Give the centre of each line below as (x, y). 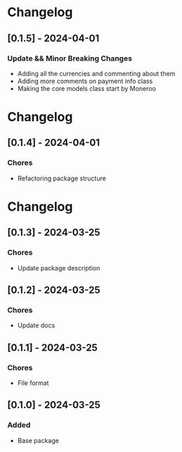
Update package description (59, 268)
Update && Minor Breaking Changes (70, 58)
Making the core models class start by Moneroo (87, 88)
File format (33, 383)
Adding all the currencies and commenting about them (96, 73)
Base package (38, 440)
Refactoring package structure (62, 178)
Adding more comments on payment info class (85, 81)
